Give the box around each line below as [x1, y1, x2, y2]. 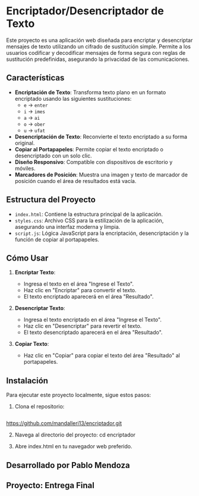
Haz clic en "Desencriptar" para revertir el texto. [23, 323, 142, 330]
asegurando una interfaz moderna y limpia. [14, 223, 121, 230]
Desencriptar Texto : [14, 305, 65, 312]
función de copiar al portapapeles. [14, 235, 100, 243]
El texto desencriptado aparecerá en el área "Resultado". [23, 329, 163, 336]
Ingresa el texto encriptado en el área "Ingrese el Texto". [23, 316, 162, 323]
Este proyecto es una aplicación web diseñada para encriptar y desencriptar [6, 36, 193, 44]
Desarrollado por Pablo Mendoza [6, 460, 130, 470]
